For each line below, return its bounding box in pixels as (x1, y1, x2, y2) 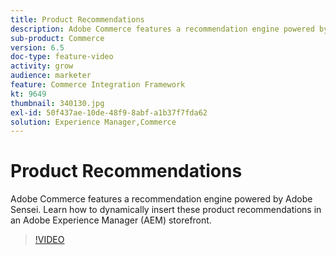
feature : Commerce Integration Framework (10, 80, 186, 90)
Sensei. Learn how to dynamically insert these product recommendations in (10, 204, 322, 216)
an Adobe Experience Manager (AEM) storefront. (10, 214, 212, 226)
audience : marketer (10, 71, 92, 81)
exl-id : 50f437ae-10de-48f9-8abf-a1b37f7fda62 (10, 107, 208, 118)
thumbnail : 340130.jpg (10, 98, 105, 108)
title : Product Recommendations (10, 14, 145, 25)
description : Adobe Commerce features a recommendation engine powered (10, 24, 315, 34)
